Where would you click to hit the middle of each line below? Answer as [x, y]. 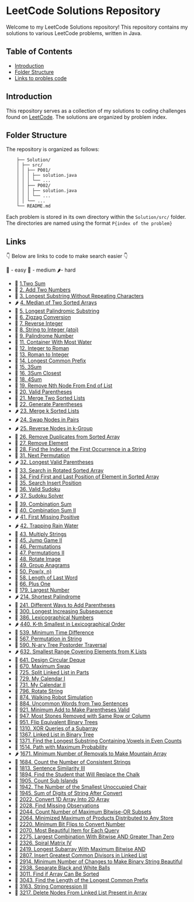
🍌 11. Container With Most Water [53, 342]
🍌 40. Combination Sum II [45, 510]
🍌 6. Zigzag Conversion [43, 317]
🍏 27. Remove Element [41, 443]
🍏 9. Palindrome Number [44, 336]
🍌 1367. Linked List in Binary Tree [54, 735]
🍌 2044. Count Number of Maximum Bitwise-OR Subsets [83, 812]
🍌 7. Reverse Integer [39, 324]
